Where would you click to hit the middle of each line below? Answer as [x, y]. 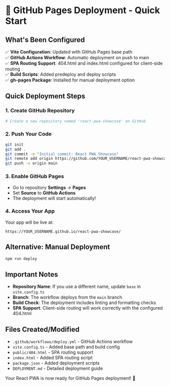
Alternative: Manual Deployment [58, 247]
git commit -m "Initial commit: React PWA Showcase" [62, 154]
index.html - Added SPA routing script [52, 358]
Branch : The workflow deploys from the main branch [67, 297]
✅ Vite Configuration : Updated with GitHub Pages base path [69, 52]
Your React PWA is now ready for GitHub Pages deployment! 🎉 [70, 378]
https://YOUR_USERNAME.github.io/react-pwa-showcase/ [63, 231]
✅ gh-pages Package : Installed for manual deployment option [70, 80]
